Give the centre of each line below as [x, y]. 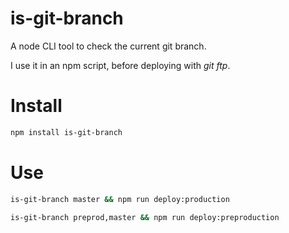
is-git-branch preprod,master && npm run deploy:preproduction [145, 217]
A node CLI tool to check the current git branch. [108, 46]
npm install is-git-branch [66, 132]
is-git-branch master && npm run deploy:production [120, 199]
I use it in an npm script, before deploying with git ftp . [120, 65]
